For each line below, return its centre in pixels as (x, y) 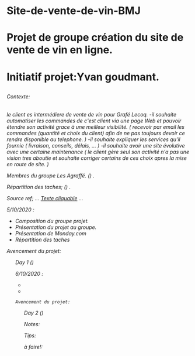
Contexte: (18, 96)
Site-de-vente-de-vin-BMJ (74, 11)
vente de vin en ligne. (60, 50)
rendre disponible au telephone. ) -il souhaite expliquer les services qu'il (93, 139)
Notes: (32, 324)
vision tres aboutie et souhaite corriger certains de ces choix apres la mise (97, 158)
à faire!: (33, 347)
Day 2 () (34, 313)
